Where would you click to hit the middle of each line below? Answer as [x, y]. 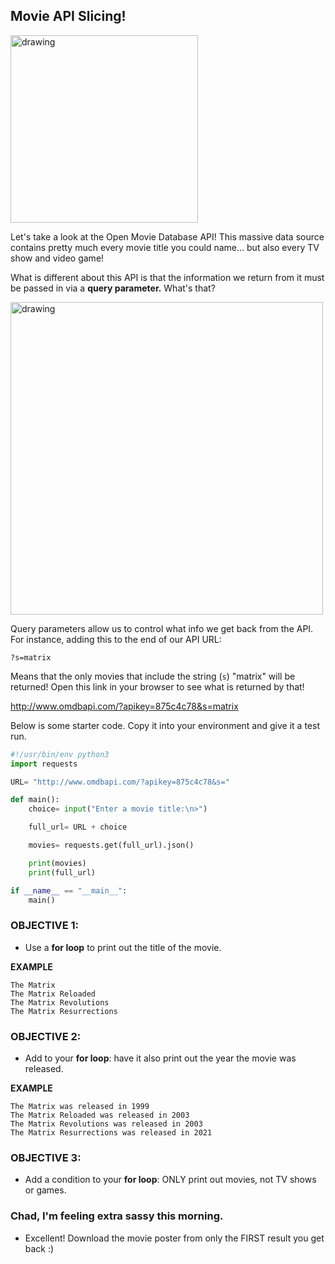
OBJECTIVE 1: [45, 926]
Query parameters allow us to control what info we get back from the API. [162, 628]
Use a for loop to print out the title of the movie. [123, 947]
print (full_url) [62, 872]
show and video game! [57, 258]
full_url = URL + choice [78, 827]
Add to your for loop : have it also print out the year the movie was [160, 1058]
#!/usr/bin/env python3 [60, 754]
